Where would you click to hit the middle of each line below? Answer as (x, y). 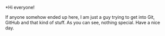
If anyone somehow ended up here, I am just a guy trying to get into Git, (80, 17)
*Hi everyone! (20, 7)
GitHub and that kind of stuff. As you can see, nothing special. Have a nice (83, 23)
